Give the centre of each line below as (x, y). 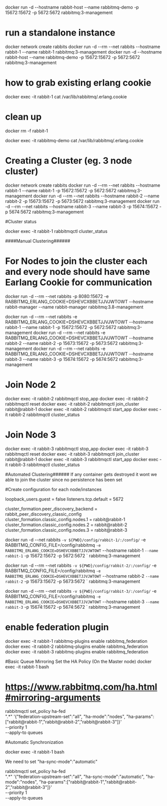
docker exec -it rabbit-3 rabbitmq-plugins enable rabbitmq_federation (77, 652)
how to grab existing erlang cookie (78, 83)
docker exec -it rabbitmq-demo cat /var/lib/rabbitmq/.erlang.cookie (74, 140)
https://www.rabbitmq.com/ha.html (81, 687)
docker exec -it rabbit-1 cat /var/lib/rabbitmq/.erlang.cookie (66, 97)
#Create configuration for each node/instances (54, 489)
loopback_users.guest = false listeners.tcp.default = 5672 (64, 499)
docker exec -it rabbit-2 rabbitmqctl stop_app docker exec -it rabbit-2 (77, 398)
